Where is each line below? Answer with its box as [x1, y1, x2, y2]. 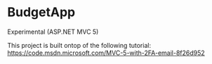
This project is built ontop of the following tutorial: [7, 41, 152, 49]
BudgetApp [7, 4, 76, 20]
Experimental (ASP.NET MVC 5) [7, 27, 99, 36]
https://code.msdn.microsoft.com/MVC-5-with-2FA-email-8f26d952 [7, 49, 205, 57]
